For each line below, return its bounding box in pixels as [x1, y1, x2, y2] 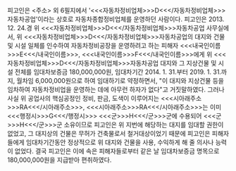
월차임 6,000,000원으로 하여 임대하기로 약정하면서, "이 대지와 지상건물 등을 [16, 77, 224, 84]
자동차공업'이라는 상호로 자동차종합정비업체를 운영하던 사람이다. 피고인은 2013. [7, 15, 225, 23]
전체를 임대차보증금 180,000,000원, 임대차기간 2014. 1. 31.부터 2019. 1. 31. [14, 68, 222, 76]
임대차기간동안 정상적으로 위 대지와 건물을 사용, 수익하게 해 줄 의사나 [25, 138, 214, 146]
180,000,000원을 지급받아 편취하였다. [7, 156, 112, 164]
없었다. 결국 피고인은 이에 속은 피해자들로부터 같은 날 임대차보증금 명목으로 [14, 147, 220, 155]
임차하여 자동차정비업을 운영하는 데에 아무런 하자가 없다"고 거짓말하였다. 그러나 [7, 85, 225, 94]
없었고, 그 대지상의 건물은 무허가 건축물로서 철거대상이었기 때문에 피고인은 [7, 129, 211, 137]
